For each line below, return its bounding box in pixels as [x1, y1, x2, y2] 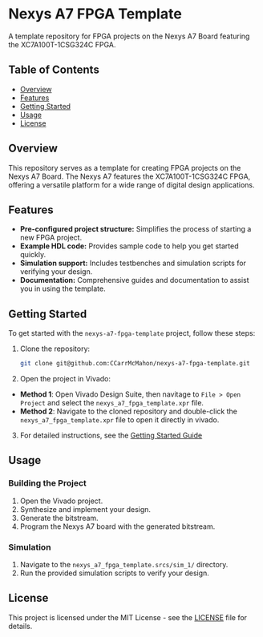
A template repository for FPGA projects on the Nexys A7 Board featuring [8, 31, 250, 41]
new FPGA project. [19, 233, 83, 243]
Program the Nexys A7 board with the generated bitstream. [19, 522, 216, 531]
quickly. [19, 250, 47, 260]
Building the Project [8, 478, 87, 489]
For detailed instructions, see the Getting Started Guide [19, 430, 203, 441]
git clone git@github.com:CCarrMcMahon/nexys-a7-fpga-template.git [19, 360, 250, 368]
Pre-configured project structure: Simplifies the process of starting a [19, 224, 252, 234]
